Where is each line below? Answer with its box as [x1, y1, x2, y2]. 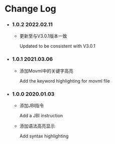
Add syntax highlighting [19, 133, 69, 139]
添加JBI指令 [19, 103, 44, 109]
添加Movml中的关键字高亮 [19, 67, 73, 74]
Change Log [5, 3, 56, 15]
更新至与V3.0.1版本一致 [19, 33, 67, 39]
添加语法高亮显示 [19, 123, 55, 129]
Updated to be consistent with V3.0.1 [19, 43, 96, 49]
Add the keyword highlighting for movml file [19, 78, 110, 84]
